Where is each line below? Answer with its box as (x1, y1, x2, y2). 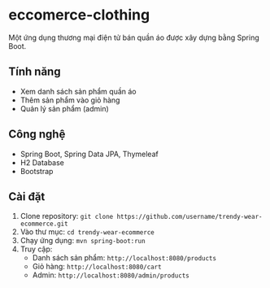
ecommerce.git (20, 220, 68, 229)
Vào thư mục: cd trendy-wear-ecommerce (20, 227, 155, 237)
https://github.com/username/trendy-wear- (116, 213, 263, 221)
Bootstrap (20, 166, 54, 176)
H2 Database (20, 157, 65, 168)
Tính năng (8, 65, 61, 79)
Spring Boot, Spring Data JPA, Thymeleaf (20, 149, 159, 159)
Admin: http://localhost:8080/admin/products (32, 270, 189, 280)
